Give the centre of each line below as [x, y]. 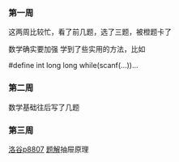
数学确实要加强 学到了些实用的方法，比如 [77, 49]
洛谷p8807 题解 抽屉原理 [49, 149]
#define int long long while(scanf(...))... [74, 66]
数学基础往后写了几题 [44, 107]
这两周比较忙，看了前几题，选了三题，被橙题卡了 [90, 32]
